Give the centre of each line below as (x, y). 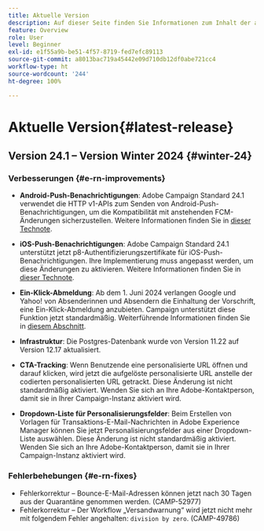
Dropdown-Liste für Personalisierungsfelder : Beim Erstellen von (125, 414)
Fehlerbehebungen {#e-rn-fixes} (73, 476)
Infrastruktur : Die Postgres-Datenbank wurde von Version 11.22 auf (129, 341)
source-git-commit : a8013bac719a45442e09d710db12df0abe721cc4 (112, 60)
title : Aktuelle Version (49, 15)
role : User (26, 37)
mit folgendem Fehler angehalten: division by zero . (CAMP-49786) (130, 518)
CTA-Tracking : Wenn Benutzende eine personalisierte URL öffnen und (134, 365)
